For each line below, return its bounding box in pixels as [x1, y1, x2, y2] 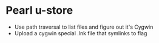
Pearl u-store [5, 4, 73, 17]
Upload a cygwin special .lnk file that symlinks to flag [14, 29, 147, 36]
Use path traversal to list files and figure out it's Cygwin [14, 23, 154, 30]
